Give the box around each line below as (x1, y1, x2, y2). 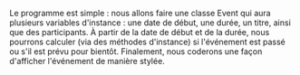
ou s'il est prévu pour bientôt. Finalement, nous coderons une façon (9, 46, 263, 57)
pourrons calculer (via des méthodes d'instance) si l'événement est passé (9, 36, 285, 47)
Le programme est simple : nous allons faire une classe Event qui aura (9, 8, 271, 18)
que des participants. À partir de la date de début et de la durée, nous (9, 27, 270, 37)
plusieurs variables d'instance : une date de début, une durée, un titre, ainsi (9, 17, 292, 28)
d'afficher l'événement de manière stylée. (9, 56, 165, 66)
